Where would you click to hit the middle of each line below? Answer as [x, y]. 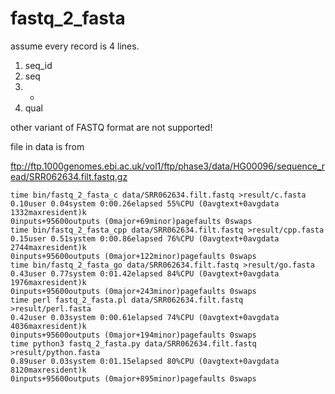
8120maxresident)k [48, 370]
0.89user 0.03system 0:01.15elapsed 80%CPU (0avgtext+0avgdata [145, 361]
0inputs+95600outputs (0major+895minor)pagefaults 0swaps [133, 378]
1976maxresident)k [48, 282]
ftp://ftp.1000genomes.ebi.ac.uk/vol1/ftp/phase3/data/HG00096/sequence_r [168, 166]
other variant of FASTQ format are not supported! [111, 127]
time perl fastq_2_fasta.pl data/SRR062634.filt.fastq [127, 300]
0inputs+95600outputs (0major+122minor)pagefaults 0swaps [133, 256]
